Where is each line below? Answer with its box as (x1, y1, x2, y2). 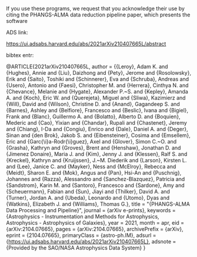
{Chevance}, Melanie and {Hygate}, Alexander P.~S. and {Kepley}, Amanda (6, 88, 188, 95)
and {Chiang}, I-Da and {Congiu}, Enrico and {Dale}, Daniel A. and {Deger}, (6, 126, 188, 132)
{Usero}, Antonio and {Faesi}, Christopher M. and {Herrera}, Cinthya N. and (6, 82, 189, 89)
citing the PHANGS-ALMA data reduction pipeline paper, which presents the (6, 11, 191, 18)
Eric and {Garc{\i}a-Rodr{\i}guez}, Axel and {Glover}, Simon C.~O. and (6, 138, 177, 145)
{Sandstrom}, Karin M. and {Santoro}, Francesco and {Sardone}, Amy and (6, 182, 185, 189)
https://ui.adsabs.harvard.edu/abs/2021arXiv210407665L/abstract (6, 41, 166, 47)
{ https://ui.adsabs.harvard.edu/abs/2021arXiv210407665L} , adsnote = (6, 238, 176, 245)
